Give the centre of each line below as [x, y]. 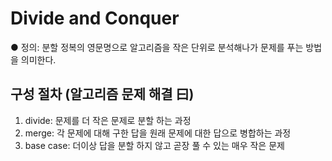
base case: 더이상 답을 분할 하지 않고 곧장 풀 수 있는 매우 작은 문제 [154, 145]
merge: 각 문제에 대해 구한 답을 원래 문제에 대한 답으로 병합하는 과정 [158, 133]
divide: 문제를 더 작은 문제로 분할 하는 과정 [108, 120]
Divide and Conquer [95, 18]
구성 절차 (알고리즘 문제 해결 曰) [102, 94]
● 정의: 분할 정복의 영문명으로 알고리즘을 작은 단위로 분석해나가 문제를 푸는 [157, 47]
